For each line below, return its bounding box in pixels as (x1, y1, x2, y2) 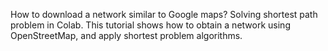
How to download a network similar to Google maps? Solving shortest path (10, 9, 318, 20)
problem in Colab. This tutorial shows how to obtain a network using (10, 19, 291, 31)
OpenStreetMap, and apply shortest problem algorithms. (10, 30, 243, 41)
